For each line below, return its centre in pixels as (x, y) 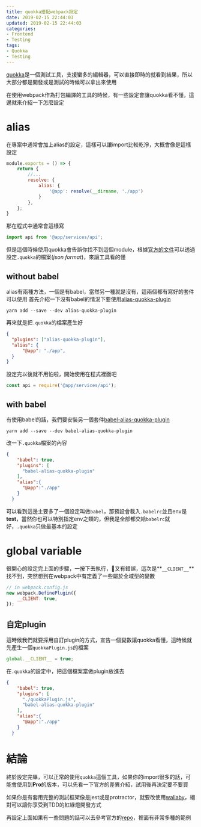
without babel (33, 277)
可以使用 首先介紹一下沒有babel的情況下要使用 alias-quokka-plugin (88, 299)
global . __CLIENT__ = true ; (40, 659)
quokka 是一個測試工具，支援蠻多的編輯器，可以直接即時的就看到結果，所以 (100, 74)
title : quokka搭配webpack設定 (42, 12)
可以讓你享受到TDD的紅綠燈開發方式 (56, 805)
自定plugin (26, 624)
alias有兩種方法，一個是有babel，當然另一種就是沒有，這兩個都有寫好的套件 (100, 292)
